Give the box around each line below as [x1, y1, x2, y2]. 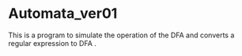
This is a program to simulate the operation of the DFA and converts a [8, 30, 235, 40]
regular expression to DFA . [8, 38, 97, 47]
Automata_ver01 [8, 5, 118, 23]
